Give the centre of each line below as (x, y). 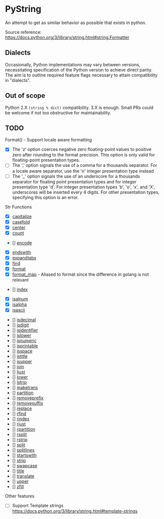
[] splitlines (23, 450)
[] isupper (22, 362)
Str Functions (19, 207)
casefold (21, 222)
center (19, 227)
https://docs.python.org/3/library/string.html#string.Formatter (67, 37)
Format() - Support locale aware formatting (48, 140)
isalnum (20, 299)
